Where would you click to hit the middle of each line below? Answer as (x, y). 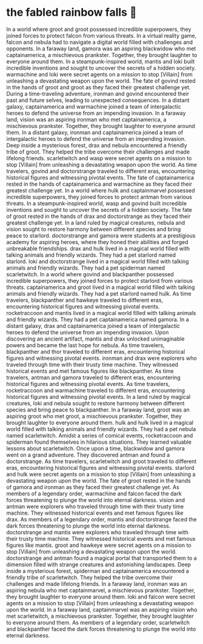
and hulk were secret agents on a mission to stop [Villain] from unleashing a (101, 474)
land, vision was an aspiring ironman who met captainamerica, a (86, 119)
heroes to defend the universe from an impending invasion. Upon (88, 332)
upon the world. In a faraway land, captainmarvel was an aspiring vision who (102, 609)
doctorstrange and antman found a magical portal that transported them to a (101, 558)
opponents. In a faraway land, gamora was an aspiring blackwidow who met (101, 49)
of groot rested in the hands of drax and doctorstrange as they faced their (98, 216)
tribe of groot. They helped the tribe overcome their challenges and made (98, 152)
